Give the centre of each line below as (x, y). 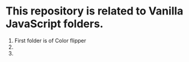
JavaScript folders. (54, 24)
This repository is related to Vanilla (94, 11)
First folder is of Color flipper (50, 40)
